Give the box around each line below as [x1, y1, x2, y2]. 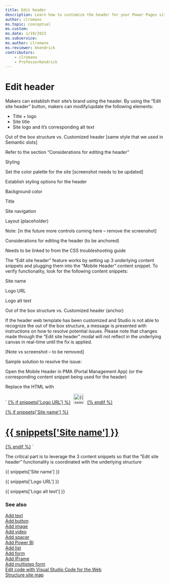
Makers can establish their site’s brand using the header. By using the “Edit [5, 98, 161, 104]
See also [5, 501, 27, 508]
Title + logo [12, 113, 37, 119]
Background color [5, 188, 42, 195]
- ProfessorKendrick [14, 59, 58, 64]
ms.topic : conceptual [5, 21, 51, 27]
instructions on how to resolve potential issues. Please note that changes [5, 328, 158, 334]
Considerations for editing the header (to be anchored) [5, 238, 120, 244]
